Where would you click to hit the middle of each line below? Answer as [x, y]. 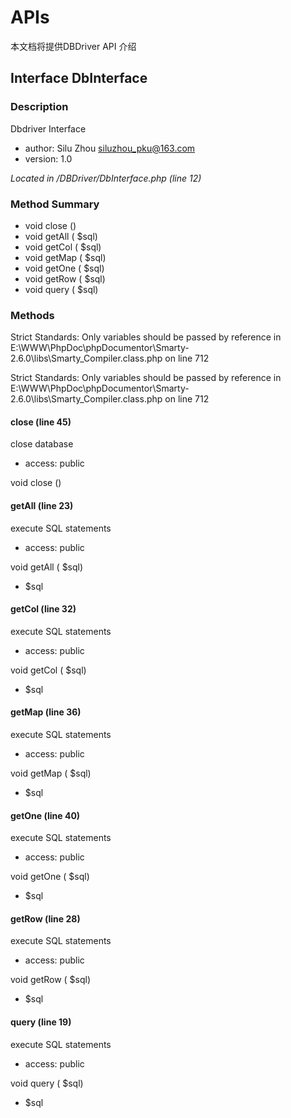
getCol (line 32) [43, 609]
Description [39, 107]
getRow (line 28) [45, 918]
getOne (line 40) [45, 815]
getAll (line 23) [42, 506]
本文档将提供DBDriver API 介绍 [73, 46]
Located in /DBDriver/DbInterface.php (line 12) [106, 178]
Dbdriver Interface [48, 128]
